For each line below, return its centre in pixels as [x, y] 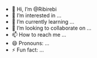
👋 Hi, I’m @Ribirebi [34, 9]
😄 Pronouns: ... [31, 43]
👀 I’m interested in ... [36, 15]
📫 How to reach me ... [39, 35]
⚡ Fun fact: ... [28, 50]
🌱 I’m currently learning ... [43, 22]
